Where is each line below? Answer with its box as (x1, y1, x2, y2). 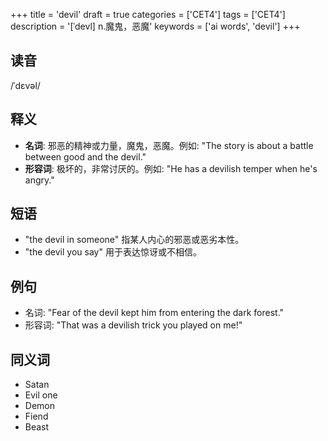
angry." (24, 174, 55, 186)
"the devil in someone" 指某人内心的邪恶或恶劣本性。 (24, 234, 245, 246)
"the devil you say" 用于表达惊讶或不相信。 (24, 246, 202, 258)
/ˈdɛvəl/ (10, 79, 41, 91)
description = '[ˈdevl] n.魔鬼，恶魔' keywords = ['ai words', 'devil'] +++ (10, 20, 301, 32)
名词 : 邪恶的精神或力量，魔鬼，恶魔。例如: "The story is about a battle (24, 139, 314, 151)
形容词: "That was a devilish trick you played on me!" (24, 319, 243, 331)
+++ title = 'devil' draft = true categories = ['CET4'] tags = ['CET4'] (10, 9, 286, 20)
